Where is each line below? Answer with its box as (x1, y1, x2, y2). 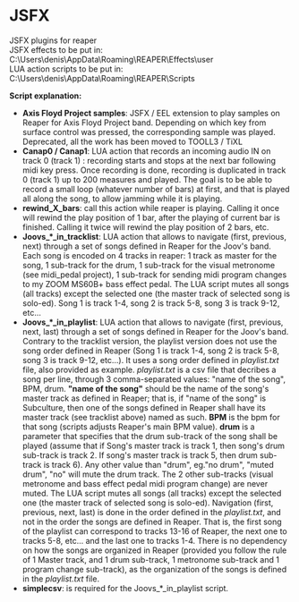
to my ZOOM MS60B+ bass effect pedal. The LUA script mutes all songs (21, 278, 289, 289)
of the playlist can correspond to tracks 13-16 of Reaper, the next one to (21, 525, 288, 537)
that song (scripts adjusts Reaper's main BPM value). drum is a (21, 421, 255, 432)
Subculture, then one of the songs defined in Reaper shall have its (21, 402, 266, 412)
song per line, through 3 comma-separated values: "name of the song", (21, 373, 286, 385)
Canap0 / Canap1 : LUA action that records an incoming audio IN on (21, 145, 271, 157)
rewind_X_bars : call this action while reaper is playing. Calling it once (21, 202, 280, 213)
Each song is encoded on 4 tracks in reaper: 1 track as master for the (21, 250, 278, 260)
